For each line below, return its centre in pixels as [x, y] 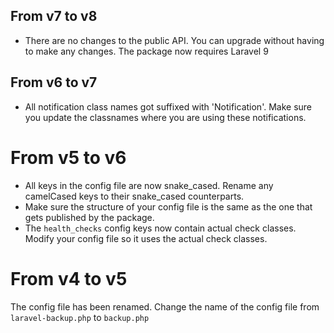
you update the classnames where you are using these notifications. [165, 117]
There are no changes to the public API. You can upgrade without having [174, 40]
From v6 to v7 [54, 82]
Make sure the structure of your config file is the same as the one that [168, 206]
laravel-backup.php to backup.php [80, 317]
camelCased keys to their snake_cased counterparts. [134, 196]
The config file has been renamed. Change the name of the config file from [165, 306]
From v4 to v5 [69, 278]
